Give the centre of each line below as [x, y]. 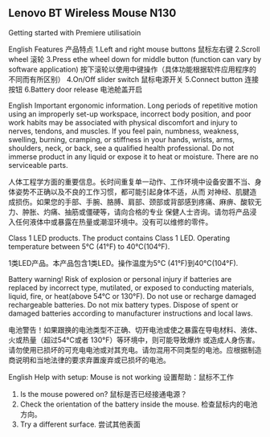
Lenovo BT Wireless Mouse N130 [92, 13]
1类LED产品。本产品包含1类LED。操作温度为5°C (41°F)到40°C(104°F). [123, 263]
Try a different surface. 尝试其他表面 [80, 424]
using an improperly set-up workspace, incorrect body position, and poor [130, 114]
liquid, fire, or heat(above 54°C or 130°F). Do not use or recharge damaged [133, 296]
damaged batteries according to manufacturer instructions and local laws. [131, 313]
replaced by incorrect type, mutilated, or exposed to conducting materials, [131, 288]
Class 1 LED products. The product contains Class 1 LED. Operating [119, 238]
